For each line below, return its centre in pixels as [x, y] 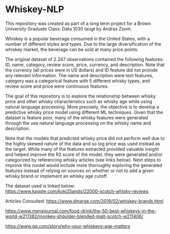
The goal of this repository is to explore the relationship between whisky [80, 96]
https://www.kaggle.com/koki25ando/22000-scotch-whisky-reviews [77, 191]
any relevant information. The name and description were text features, [79, 75]
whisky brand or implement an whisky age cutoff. [56, 176]
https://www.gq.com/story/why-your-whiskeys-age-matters [68, 226]
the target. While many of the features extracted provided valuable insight [82, 149]
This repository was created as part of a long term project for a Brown [78, 23]
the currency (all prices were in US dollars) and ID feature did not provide [81, 70]
